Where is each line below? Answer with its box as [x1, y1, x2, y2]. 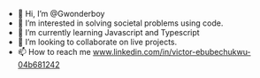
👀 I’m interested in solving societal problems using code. [17, 18, 224, 28]
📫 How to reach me [17, 47, 91, 57]
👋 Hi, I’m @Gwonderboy [17, 9, 105, 19]
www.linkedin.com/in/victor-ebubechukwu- [92, 47, 251, 57]
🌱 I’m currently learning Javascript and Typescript [17, 27, 201, 37]
